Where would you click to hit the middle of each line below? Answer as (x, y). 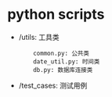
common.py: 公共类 (61, 53)
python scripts (56, 14)
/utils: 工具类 (39, 37)
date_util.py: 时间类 (67, 61)
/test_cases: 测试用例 (53, 85)
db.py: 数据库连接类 (63, 70)
